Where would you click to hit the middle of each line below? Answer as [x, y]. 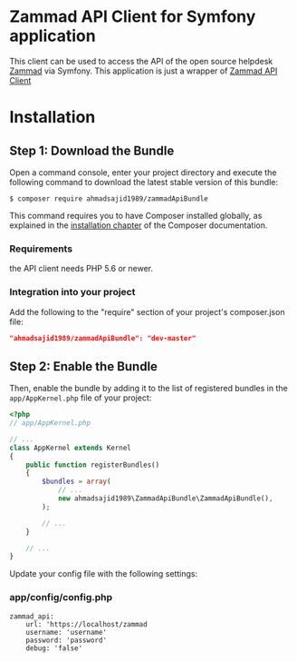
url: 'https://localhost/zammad [86, 624]
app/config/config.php [61, 598]
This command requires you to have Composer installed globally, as [136, 215]
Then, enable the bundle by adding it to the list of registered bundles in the [148, 389]
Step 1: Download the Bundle [92, 150]
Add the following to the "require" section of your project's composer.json [147, 311]
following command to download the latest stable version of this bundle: [144, 182]
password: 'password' [66, 640]
